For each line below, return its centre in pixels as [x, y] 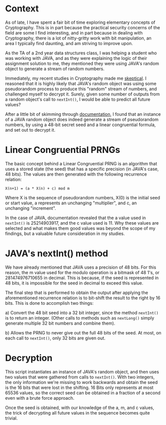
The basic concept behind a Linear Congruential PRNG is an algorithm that [81, 163]
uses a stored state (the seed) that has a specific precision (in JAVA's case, [82, 169]
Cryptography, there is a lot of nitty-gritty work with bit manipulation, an [79, 38]
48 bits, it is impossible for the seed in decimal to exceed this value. [74, 283]
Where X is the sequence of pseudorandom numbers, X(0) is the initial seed [83, 197]
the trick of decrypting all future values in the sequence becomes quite [78, 413]
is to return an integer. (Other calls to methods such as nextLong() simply [80, 318]
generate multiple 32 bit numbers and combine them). [60, 323]
